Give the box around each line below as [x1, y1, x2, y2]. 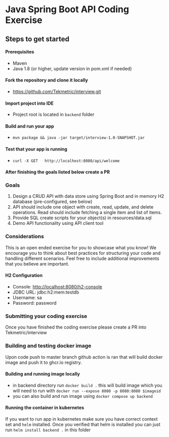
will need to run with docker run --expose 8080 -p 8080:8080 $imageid [12, 388, 161, 394]
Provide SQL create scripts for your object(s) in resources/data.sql [12, 215, 152, 221]
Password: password [12, 300, 57, 306]
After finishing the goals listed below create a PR [5, 169, 110, 175]
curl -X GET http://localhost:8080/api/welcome [12, 158, 120, 163]
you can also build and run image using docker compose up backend [12, 393, 153, 399]
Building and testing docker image [5, 342, 91, 349]
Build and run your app [5, 123, 54, 129]
